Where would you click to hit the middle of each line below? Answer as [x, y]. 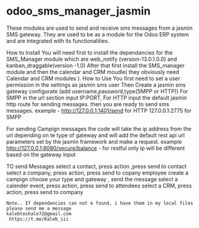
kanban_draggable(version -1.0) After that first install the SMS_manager [96, 65]
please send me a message [39, 208]
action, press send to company [45, 192]
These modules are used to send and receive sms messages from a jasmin [99, 28]
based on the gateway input [41, 154]
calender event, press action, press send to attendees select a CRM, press [99, 186]
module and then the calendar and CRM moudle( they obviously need [93, 72]
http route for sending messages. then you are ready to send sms [88, 104]
